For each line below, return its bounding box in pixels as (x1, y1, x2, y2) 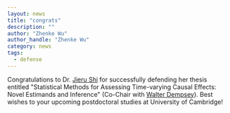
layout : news (7, 10, 46, 18)
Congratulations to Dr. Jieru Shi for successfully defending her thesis (7, 75, 207, 84)
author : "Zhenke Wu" (7, 29, 68, 37)
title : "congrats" (7, 17, 61, 24)
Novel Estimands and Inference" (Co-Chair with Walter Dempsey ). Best (7, 90, 213, 98)
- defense (13, 56, 42, 63)
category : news (7, 43, 52, 50)
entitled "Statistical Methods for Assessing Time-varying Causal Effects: (7, 82, 217, 91)
